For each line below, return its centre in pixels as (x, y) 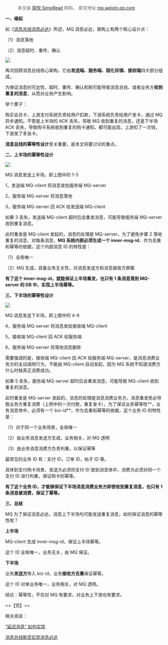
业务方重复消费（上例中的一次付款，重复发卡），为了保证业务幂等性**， (83, 404)
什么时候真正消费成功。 (29, 370)
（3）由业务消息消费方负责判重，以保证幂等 (50, 448)
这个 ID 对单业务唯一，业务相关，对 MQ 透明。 (53, 584)
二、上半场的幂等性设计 (29, 155)
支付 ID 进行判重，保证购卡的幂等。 (41, 476)
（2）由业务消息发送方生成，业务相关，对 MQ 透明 (57, 438)
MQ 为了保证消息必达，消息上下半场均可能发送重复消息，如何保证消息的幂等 (84, 514)
